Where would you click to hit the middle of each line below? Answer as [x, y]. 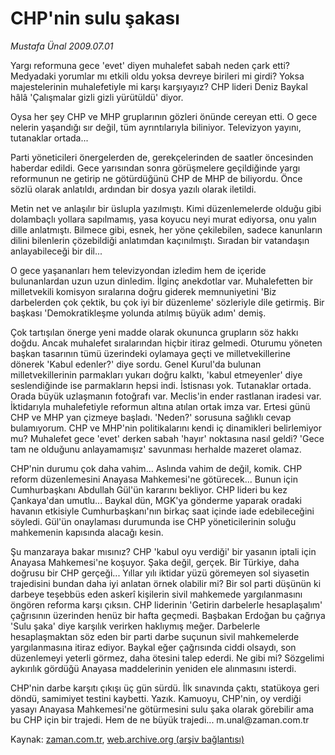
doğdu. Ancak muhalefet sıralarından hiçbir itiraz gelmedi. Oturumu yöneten [166, 343]
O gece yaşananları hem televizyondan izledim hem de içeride [138, 270]
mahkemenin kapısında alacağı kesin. [87, 532]
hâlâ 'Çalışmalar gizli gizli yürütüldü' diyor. [97, 97]
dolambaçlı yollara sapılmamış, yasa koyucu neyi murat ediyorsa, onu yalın [163, 219]
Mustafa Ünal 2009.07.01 [62, 46]
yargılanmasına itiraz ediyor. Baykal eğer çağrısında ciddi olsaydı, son [153, 647]
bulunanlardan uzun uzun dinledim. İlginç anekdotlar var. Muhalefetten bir [162, 281]
